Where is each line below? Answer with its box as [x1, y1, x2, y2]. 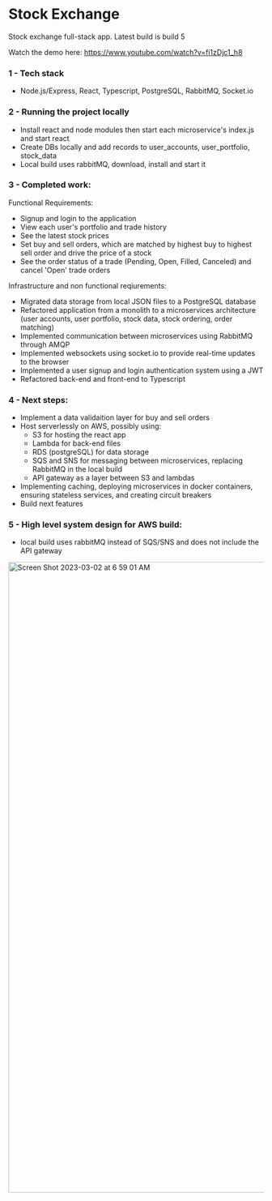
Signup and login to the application [19, 213, 137, 223]
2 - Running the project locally [8, 106, 130, 118]
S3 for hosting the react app [32, 430, 127, 440]
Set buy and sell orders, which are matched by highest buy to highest [19, 239, 253, 249]
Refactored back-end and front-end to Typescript [19, 374, 186, 383]
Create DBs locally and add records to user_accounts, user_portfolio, [19, 142, 250, 152]
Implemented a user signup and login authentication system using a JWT [19, 365, 264, 375]
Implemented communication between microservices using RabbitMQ [19, 331, 253, 340]
